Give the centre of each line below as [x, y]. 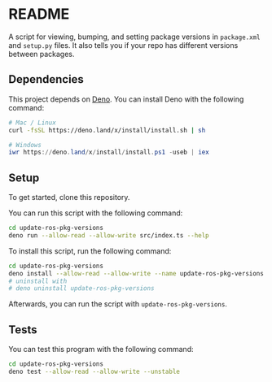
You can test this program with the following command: [101, 349]
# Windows [25, 145]
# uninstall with [38, 281]
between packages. [42, 54]
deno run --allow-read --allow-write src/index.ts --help [109, 235]
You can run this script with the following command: [96, 213]
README [39, 14]
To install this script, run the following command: [90, 251]
